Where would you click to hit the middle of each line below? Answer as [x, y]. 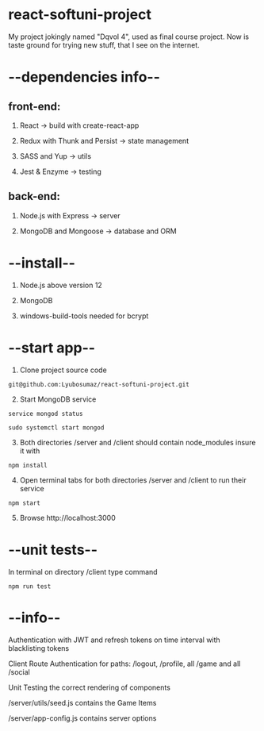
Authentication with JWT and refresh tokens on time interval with [114, 640]
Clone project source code [63, 370]
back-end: [34, 196]
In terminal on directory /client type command [83, 571]
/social [19, 671]
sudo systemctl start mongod [56, 427]
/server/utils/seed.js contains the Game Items [82, 702]
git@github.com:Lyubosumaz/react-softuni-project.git [99, 384]
